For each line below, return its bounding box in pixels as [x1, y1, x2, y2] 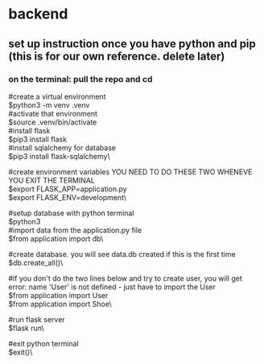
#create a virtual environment [8, 92, 106, 101]
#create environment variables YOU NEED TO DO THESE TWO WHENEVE [8, 166, 253, 177]
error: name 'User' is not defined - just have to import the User [8, 282, 216, 292]
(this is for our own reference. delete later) [8, 49, 225, 63]
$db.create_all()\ [8, 258, 64, 268]
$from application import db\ [8, 234, 104, 243]
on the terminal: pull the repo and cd [8, 73, 153, 84]
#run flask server [8, 314, 66, 324]
